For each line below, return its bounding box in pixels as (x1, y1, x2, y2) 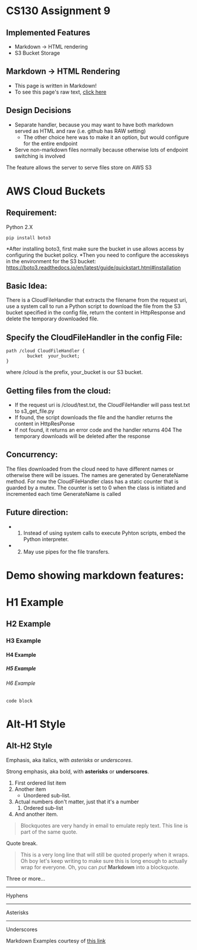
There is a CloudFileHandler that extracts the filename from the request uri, (6, 296, 188, 304)
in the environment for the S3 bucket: (6, 257, 96, 264)
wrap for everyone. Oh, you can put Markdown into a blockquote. (20, 863, 180, 870)
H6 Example (6, 679, 36, 687)
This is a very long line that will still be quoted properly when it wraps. (20, 851, 189, 858)
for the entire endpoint (23, 140, 78, 147)
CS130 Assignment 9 (6, 4, 111, 18)
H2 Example (6, 619, 51, 629)
